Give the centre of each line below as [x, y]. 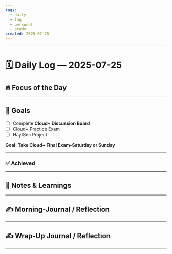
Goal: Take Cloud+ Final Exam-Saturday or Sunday [60, 145]
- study [18, 29]
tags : [11, 10]
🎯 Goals [18, 111]
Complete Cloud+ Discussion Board [51, 123]
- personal [21, 24]
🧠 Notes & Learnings [38, 185]
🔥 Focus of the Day [36, 87]
